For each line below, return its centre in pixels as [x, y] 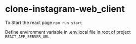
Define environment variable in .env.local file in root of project [68, 32]
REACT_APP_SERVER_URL [27, 37]
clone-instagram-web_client [65, 9]
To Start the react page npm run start [44, 22]
